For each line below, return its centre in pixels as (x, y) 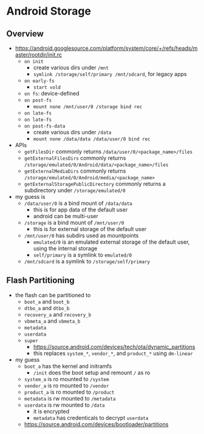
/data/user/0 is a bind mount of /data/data (78, 203)
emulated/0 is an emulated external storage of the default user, (111, 242)
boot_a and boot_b (47, 301)
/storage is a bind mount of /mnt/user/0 (74, 222)
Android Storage (49, 11)
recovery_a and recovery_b (58, 314)
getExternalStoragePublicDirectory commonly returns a (95, 184)
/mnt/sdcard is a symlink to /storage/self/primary (87, 261)
